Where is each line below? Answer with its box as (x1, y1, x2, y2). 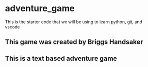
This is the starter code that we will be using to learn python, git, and (5, 19, 142, 25)
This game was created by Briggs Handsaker (5, 38, 143, 46)
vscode (5, 24, 20, 29)
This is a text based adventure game (5, 54, 117, 63)
